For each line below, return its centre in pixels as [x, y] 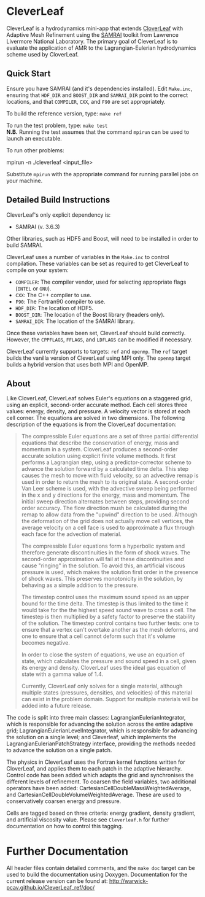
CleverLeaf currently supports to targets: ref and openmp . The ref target [97, 351]
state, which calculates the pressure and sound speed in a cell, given [109, 661]
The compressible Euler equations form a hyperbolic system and [103, 546]
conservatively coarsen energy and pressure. [64, 801]
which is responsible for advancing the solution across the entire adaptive [100, 724]
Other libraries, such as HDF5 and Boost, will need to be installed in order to [102, 238]
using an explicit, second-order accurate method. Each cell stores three [97, 405]
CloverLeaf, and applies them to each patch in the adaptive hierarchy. [94, 769]
